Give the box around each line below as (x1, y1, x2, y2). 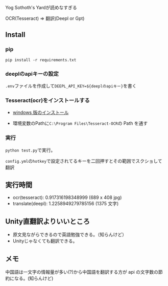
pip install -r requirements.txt (5, 57, 77, 62)
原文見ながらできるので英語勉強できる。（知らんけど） (12, 232, 127, 238)
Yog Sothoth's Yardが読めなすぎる (5, 5, 78, 10)
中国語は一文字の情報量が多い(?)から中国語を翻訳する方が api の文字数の (5, 269, 159, 275)
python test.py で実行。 (5, 147, 56, 153)
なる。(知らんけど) (14, 275, 54, 281)
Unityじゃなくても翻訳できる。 (12, 238, 78, 244)
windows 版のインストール (12, 109, 69, 116)
